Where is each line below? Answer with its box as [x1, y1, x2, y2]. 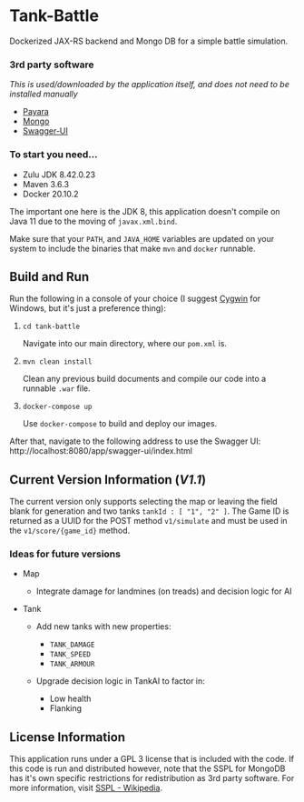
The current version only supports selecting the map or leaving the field [9, 496, 279, 507]
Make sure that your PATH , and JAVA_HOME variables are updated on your [9, 233, 275, 244]
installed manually [9, 88, 79, 100]
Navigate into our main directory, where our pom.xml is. [22, 338, 227, 349]
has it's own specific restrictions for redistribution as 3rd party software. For [9, 773, 295, 784]
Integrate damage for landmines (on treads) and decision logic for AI [35, 586, 292, 596]
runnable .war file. [22, 383, 91, 394]
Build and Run [9, 269, 89, 285]
